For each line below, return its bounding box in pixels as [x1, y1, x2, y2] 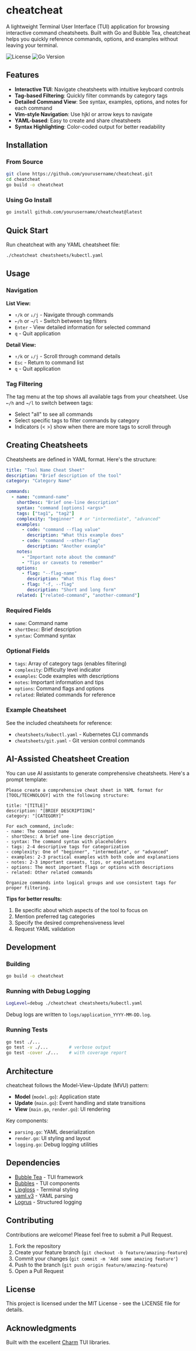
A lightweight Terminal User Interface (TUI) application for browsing [6, 23, 170, 30]
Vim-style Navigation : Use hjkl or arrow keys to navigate [14, 110, 153, 117]
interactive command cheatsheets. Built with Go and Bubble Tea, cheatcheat [6, 29, 191, 36]
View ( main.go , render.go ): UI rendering [14, 1105, 111, 1113]
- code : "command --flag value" [21, 527, 101, 533]
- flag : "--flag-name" [21, 570, 77, 576]
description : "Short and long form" [27, 587, 116, 593]
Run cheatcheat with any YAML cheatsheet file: [6, 241, 120, 248]
